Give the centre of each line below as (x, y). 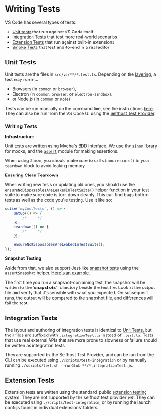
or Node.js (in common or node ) (41, 99)
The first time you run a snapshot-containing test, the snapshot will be (75, 282)
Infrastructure (20, 137)
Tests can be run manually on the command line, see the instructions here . (80, 108)
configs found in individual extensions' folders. (52, 407)
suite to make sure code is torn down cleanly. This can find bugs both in (77, 195)
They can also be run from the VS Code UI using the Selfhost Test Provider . (81, 113)
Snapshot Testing (23, 258)
